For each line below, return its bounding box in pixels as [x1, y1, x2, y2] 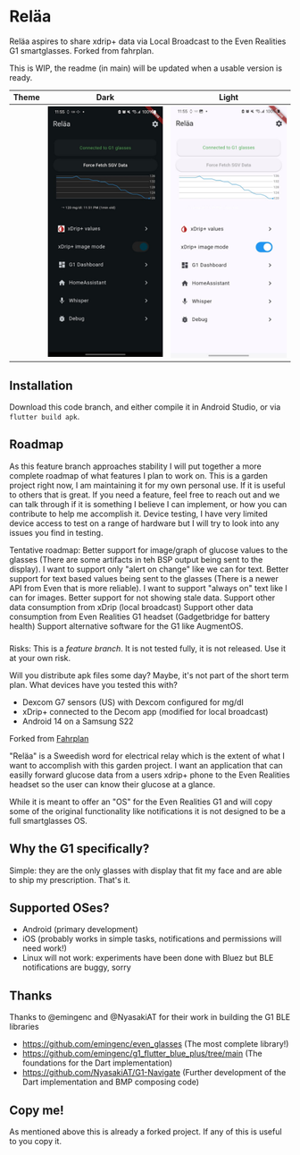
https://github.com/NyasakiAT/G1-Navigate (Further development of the [21, 1067, 287, 1078]
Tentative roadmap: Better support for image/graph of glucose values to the [9, 544, 288, 556]
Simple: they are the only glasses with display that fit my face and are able [9, 865, 283, 876]
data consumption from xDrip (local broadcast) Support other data [9, 601, 254, 612]
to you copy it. [9, 1136, 62, 1146]
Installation [9, 378, 73, 393]
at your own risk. [9, 652, 71, 663]
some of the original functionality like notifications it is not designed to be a [9, 805, 286, 816]
